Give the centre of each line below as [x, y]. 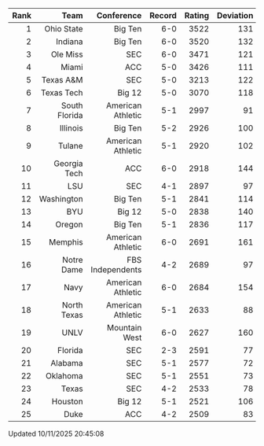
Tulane [71, 146]
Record [163, 15]
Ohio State [64, 29]
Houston [68, 402]
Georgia [69, 163]
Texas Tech [62, 92]
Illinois [71, 128]
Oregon [69, 225]
